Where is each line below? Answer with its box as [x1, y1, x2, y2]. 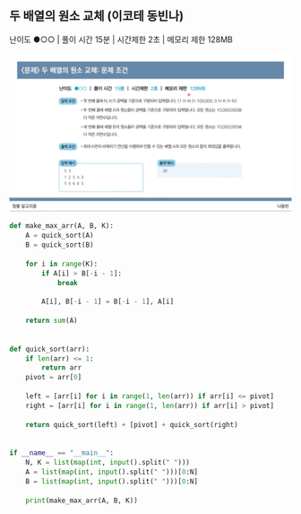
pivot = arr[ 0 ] [25, 373, 82, 382]
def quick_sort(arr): [9, 344, 90, 353]
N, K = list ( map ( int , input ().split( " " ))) [25, 458, 191, 467]
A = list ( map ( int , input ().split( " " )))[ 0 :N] [25, 467, 199, 477]
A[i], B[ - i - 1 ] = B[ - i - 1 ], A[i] [41, 297, 175, 307]
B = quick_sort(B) [25, 240, 94, 249]
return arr [41, 363, 82, 372]
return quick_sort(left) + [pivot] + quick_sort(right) [25, 420, 239, 429]
